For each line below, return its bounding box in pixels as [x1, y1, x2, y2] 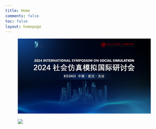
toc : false [5, 19, 28, 24]
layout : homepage [5, 24, 42, 29]
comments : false [5, 13, 39, 19]
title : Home [5, 8, 30, 13]
